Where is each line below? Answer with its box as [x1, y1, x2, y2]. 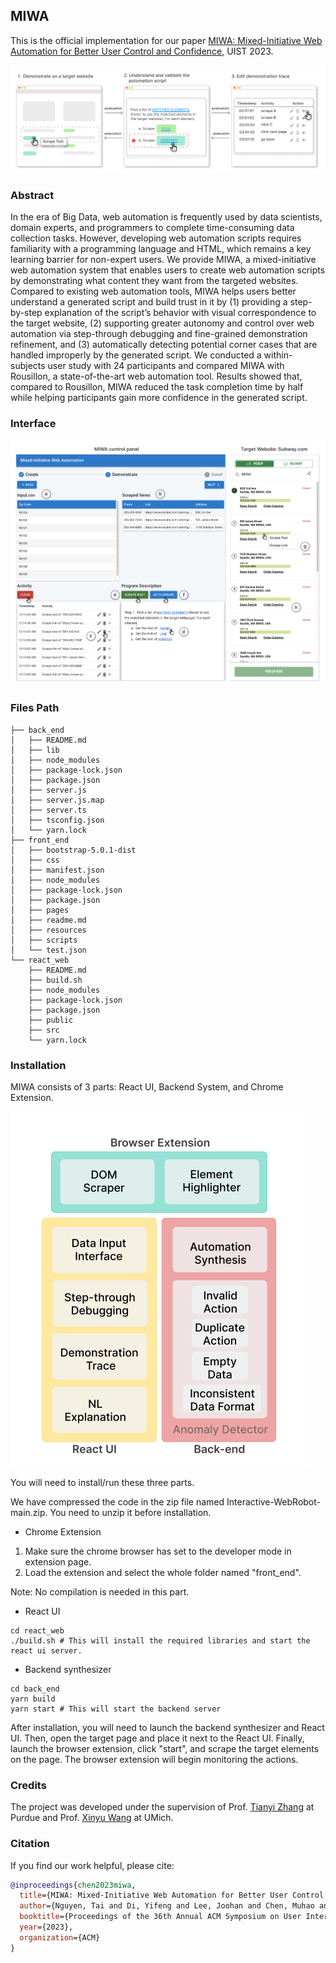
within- [263, 349, 293, 361]
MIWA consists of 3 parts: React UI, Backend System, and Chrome [10, 1080, 284, 1093]
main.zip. [10, 1506, 48, 1518]
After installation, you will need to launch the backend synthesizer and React [10, 1721, 325, 1733]
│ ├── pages [10, 905, 70, 915]
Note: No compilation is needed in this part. [10, 1585, 190, 1598]
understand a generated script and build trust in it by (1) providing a [10, 295, 288, 308]
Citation [10, 1837, 50, 1851]
